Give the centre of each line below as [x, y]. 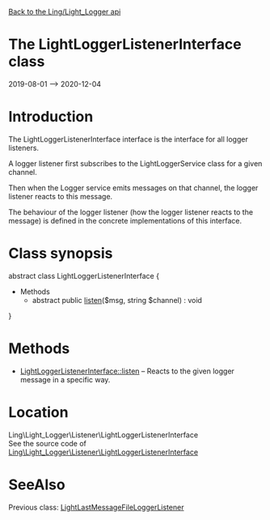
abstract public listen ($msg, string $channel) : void [117, 300]
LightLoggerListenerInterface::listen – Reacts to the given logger [127, 371]
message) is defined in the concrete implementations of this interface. [125, 220]
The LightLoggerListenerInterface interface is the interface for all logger [128, 139]
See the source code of [48, 443]
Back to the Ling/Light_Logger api [65, 12]
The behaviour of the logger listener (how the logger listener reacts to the [131, 212]
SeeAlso [37, 484]
